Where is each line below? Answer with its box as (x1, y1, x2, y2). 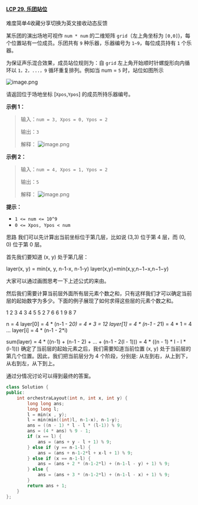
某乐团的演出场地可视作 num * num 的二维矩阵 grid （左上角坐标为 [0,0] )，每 (6, 32, 190, 39)
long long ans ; (27, 401, 65, 407)
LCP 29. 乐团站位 (6, 5, 48, 12)
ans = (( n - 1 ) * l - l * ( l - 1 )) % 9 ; (27, 423, 123, 428)
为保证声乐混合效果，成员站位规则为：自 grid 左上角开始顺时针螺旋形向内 (6, 60, 185, 67)
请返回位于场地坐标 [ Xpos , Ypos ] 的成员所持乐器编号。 (6, 91, 134, 98)
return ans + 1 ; (27, 483, 67, 489)
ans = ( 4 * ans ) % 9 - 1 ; (27, 428, 91, 434)
